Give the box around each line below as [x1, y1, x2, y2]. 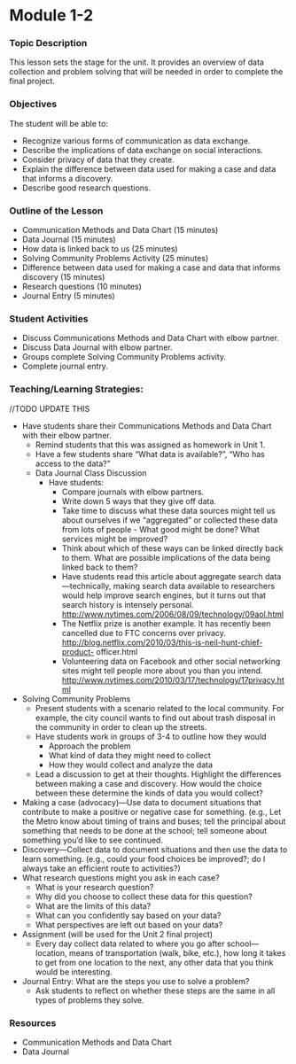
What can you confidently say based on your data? [35, 910, 222, 920]
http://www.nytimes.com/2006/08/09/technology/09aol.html [61, 609, 284, 619]
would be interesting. [35, 967, 113, 977]
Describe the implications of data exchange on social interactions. [21, 144, 263, 155]
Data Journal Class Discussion [35, 467, 147, 478]
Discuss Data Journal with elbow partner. [21, 342, 173, 353]
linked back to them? [61, 562, 138, 572]
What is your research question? [35, 881, 154, 892]
